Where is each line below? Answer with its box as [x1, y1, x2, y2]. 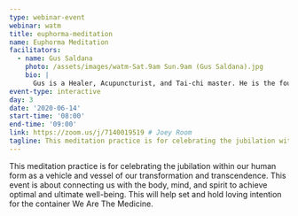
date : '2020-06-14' [9, 104, 82, 112]
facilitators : [9, 46, 62, 55]
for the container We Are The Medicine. [9, 198, 153, 209]
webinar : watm [9, 21, 62, 30]
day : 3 [9, 95, 34, 104]
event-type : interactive [9, 87, 101, 96]
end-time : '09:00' [9, 120, 77, 129]
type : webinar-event [9, 12, 86, 22]
